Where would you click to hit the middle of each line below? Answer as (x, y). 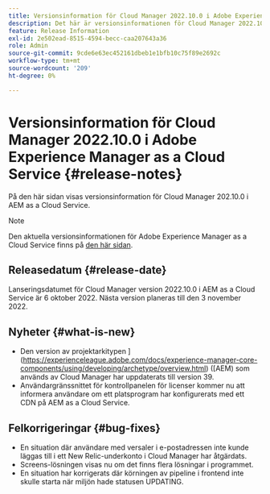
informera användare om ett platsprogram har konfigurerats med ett (132, 394)
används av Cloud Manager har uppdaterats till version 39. (117, 377)
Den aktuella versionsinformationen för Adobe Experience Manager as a (128, 236)
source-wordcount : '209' (50, 68)
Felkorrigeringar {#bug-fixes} (84, 428)
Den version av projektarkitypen (73, 351)
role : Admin (28, 46)
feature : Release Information (59, 31)
